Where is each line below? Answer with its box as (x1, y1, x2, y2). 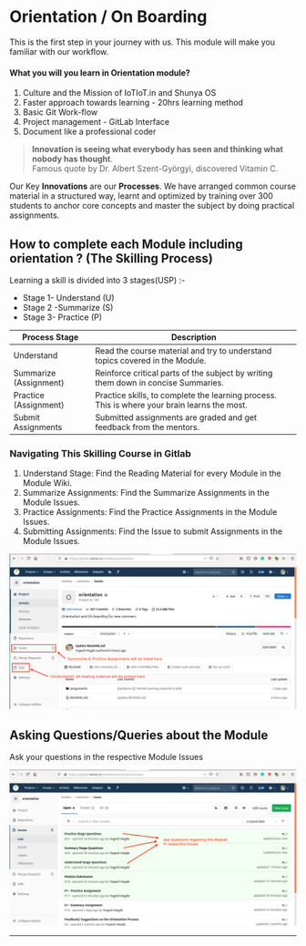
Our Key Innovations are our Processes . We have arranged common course (9, 180, 297, 192)
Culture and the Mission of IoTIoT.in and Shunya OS (22, 87, 217, 98)
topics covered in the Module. (95, 355, 207, 365)
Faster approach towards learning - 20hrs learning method (22, 98, 244, 108)
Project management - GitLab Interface (22, 117, 170, 128)
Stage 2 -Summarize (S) (22, 302, 114, 313)
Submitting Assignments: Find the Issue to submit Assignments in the (22, 526, 283, 537)
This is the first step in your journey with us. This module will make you (9, 36, 276, 47)
